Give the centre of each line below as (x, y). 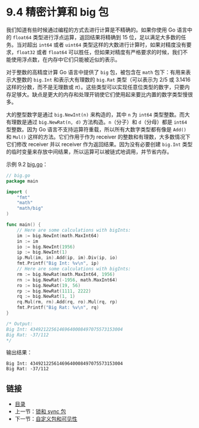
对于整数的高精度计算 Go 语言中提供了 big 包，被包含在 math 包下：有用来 (96, 72)
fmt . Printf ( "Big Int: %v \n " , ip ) (58, 263)
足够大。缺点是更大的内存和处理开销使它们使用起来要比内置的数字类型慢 (99, 94)
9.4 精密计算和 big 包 (57, 12)
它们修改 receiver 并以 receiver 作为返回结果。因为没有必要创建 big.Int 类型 (99, 144)
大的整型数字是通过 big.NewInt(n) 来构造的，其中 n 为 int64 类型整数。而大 (98, 114)
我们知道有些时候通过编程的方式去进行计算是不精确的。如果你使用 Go (91, 30)
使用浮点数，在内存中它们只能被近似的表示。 (65, 59)
